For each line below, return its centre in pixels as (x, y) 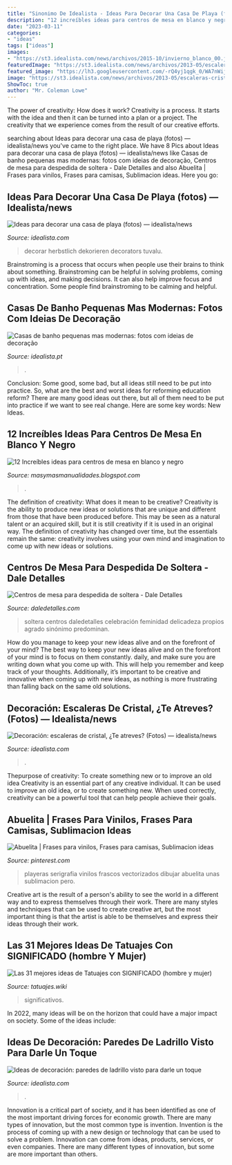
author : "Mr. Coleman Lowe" (48, 91)
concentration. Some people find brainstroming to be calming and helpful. (112, 286)
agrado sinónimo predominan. (67, 629)
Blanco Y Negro (41, 445)
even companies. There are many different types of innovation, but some (111, 1146)
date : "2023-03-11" (35, 26)
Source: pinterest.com (39, 860)
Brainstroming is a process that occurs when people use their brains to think (116, 264)
